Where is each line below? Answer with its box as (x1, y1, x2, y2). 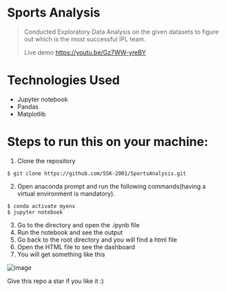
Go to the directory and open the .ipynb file (17, 220, 140, 229)
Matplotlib (17, 109, 46, 118)
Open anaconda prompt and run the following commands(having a (17, 182, 206, 190)
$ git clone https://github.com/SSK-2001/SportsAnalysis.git (7, 170, 187, 177)
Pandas (17, 102, 39, 111)
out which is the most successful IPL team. (23, 34, 146, 43)
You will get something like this (17, 250, 105, 258)
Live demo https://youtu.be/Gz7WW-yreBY (23, 48, 147, 56)
